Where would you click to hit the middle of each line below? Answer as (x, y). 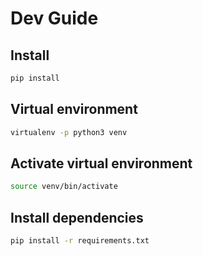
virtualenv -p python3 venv (69, 132)
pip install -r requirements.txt (80, 241)
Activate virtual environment (101, 163)
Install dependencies (77, 217)
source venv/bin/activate (64, 187)
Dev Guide (54, 18)
